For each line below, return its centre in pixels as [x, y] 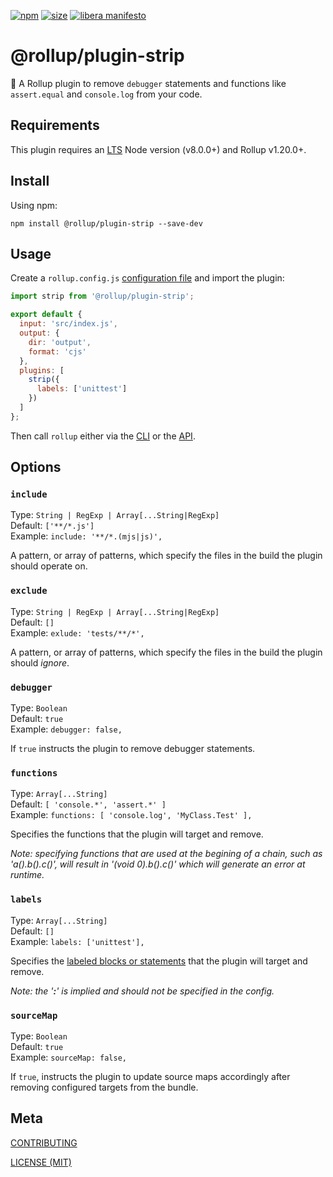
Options [36, 467]
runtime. [27, 875]
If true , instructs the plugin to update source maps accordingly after [150, 1076]
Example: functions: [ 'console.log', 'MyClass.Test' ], [131, 815]
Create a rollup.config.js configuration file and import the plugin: [147, 278]
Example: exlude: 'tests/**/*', [77, 632]
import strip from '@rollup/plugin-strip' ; [102, 296]
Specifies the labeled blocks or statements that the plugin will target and [159, 961]
